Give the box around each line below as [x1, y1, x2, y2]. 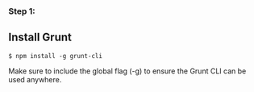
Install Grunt [8, 31, 73, 44]
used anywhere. [8, 74, 62, 84]
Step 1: [8, 6, 35, 17]
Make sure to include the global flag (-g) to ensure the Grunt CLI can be [8, 66, 247, 76]
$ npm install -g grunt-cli [8, 52, 103, 60]
